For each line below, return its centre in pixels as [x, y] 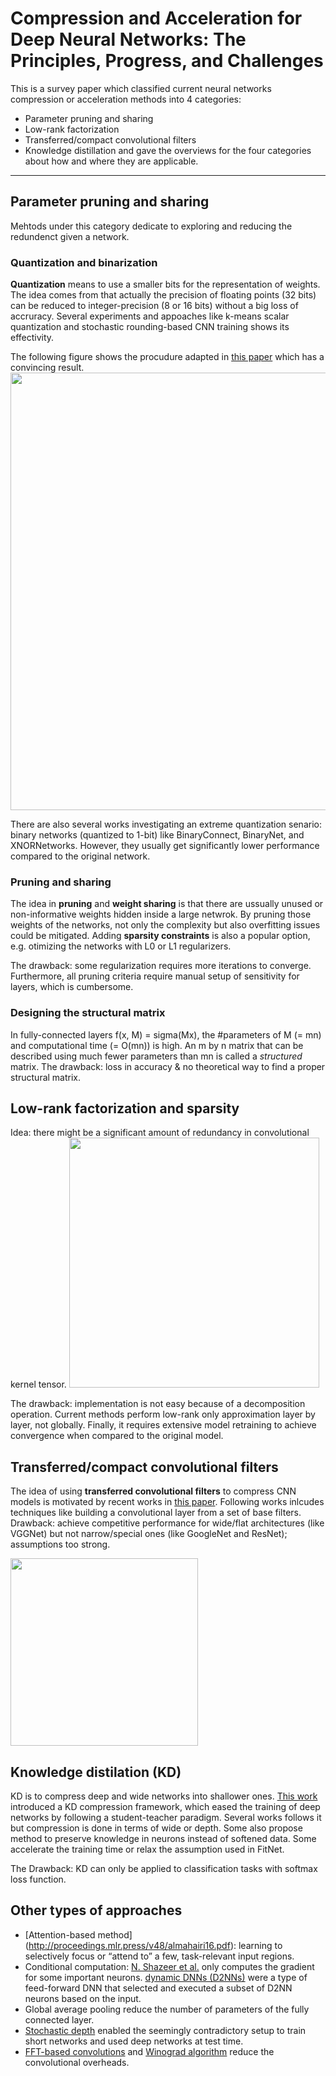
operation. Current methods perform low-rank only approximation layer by [163, 1414]
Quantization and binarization [84, 262]
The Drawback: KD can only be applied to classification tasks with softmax [164, 1869]
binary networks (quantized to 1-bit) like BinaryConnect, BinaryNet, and [157, 835]
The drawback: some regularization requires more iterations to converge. [161, 966]
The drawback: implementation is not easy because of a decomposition [158, 1404]
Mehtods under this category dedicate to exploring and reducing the [151, 226]
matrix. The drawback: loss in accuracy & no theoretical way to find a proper [168, 1066]
